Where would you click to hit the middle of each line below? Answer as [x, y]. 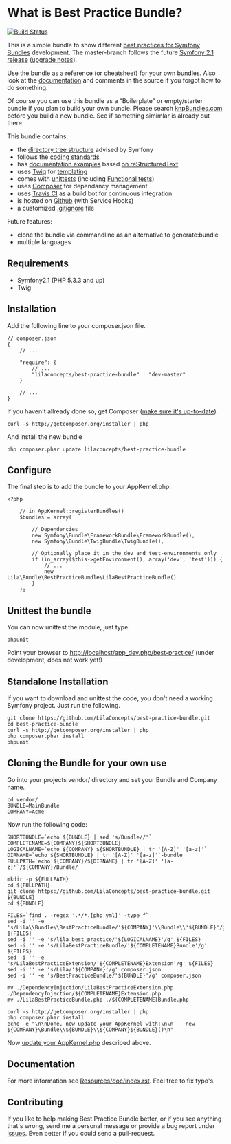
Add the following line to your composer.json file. [76, 325]
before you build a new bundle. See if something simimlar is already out [109, 116]
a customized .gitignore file [56, 208]
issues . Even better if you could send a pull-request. [81, 1134]
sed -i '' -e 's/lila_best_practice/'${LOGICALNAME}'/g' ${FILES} [104, 939]
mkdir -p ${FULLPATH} [38, 879]
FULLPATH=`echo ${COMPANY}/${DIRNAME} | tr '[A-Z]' [82, 861]
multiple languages [44, 241]
